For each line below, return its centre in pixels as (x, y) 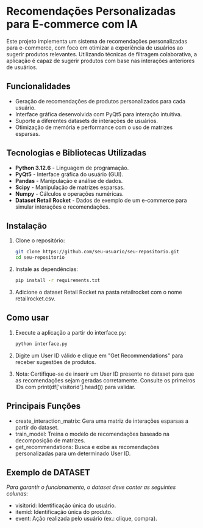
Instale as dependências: (46, 269)
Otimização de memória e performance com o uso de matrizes (94, 127)
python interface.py (41, 344)
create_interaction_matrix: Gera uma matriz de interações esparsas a (102, 421)
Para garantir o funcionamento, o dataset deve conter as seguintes (91, 487)
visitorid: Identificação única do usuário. (66, 505)
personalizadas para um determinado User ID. (73, 453)
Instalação (27, 225)
